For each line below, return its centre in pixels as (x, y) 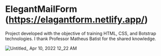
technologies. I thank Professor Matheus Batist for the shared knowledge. (80, 39)
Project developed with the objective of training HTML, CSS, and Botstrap (80, 33)
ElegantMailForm (41, 9)
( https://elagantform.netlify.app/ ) (77, 20)
